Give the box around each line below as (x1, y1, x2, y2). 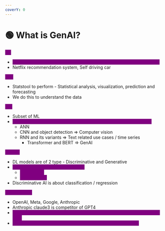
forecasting (12, 89, 36, 95)
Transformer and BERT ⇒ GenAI (27, 139, 93, 145)
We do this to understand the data (12, 94, 82, 100)
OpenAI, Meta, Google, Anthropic (12, 199, 80, 205)
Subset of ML (12, 113, 40, 119)
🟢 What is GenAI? (5, 29, 81, 41)
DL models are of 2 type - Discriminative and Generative (12, 159, 127, 165)
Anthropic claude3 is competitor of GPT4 (12, 204, 96, 210)
